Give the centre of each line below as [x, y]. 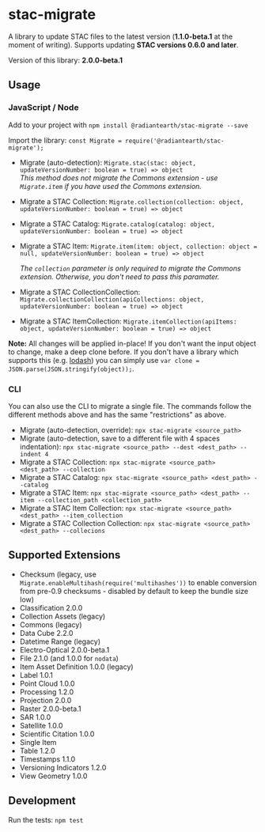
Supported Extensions [64, 555]
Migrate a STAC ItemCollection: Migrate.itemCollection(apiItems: [128, 321]
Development [42, 801]
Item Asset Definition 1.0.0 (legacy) [76, 667]
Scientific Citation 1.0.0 [57, 734]
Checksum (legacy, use [58, 574]
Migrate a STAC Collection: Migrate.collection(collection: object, [132, 201]
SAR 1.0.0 [35, 717]
